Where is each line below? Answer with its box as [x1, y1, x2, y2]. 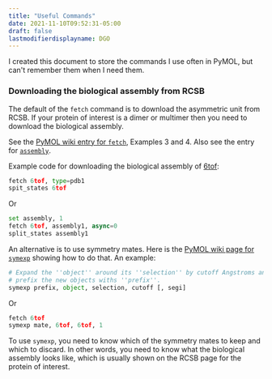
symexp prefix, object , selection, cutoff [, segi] [8, 283, 186, 292]
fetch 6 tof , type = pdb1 [8, 177, 85, 185]
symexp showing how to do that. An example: [8, 253, 156, 262]
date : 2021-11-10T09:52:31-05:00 [8, 19, 121, 28]
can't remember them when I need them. [8, 66, 145, 75]
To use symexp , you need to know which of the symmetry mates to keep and [8, 336, 261, 346]
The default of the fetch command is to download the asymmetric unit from [8, 104, 261, 113]
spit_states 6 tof [8, 184, 67, 193]
